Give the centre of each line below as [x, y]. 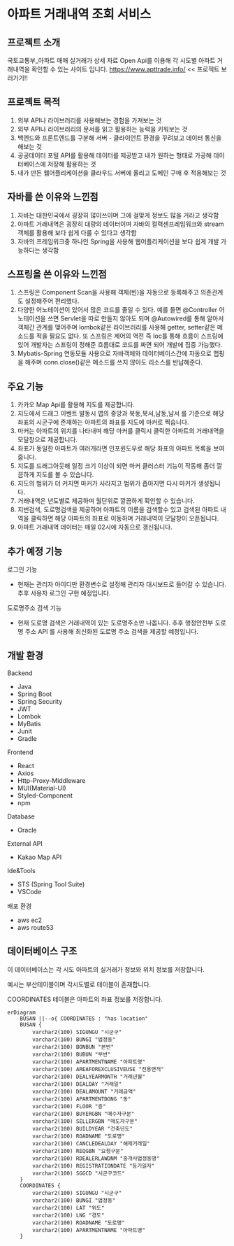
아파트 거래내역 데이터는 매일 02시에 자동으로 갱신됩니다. [95, 527]
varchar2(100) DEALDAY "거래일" [77, 1084]
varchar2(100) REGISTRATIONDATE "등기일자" [94, 1166]
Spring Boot [35, 694]
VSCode [29, 891]
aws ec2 [30, 920]
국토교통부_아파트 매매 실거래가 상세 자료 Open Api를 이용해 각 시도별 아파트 [111, 61]
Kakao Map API [39, 857]
